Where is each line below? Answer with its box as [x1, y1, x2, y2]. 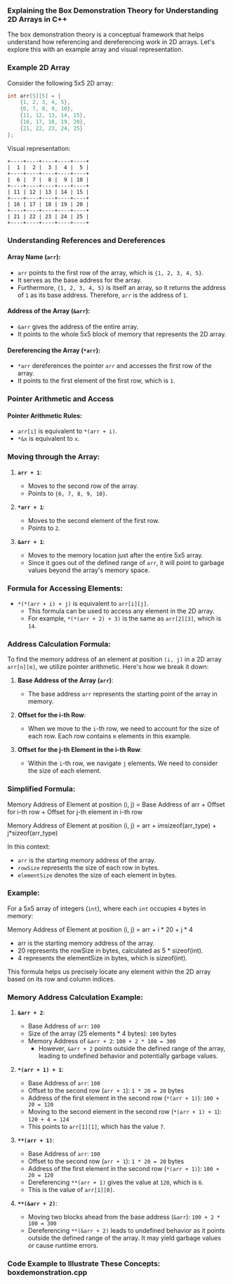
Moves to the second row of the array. [27, 482, 139, 490]
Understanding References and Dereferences [7, 235, 166, 245]
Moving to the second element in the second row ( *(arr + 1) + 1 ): [27, 1108, 222, 1116]
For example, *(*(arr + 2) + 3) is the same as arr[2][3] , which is [27, 614, 222, 623]
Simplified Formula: [7, 784, 76, 794]
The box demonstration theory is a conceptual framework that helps [7, 30, 204, 39]
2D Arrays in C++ [7, 14, 68, 24]
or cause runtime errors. [27, 1241, 98, 1250]
